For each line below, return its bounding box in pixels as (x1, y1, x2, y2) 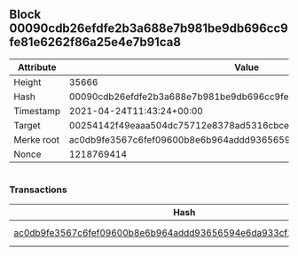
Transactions (9, 183, 68, 196)
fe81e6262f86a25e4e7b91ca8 (9, 35, 182, 50)
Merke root (13, 133, 60, 145)
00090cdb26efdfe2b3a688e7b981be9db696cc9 (9, 21, 288, 36)
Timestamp (13, 105, 61, 117)
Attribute (17, 61, 57, 74)
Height (13, 75, 42, 88)
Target (13, 119, 42, 131)
